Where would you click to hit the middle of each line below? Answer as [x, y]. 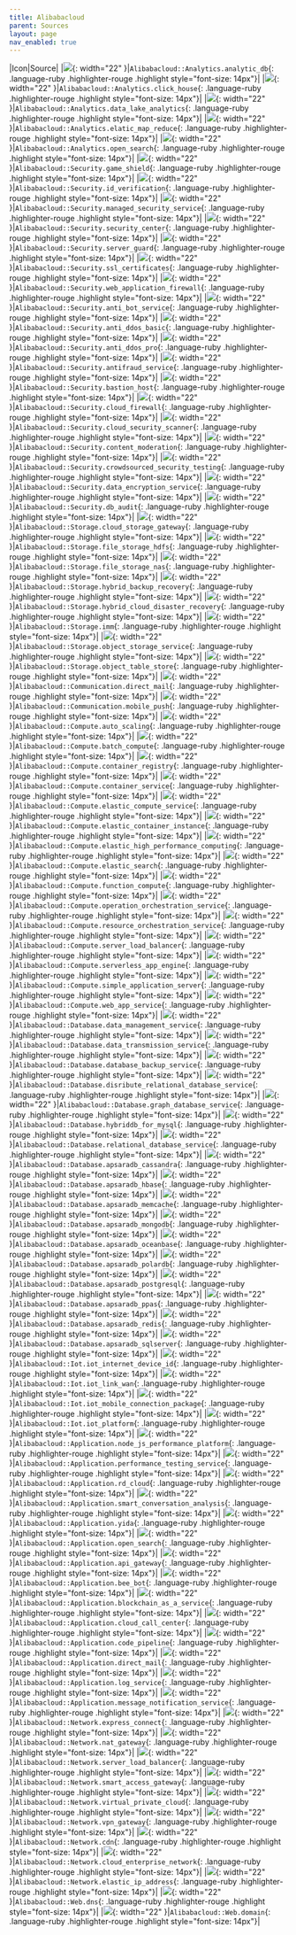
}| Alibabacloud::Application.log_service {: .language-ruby [117, 1683]
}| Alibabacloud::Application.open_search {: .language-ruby [117, 1543]
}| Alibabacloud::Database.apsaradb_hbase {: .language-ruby [117, 1184]
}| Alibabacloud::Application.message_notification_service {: [122, 1702]
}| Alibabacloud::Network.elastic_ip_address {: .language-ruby [123, 1882]
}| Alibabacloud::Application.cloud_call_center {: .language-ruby [129, 1622]
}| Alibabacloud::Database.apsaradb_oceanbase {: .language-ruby [125, 1244]
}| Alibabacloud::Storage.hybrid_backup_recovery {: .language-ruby [131, 586]
